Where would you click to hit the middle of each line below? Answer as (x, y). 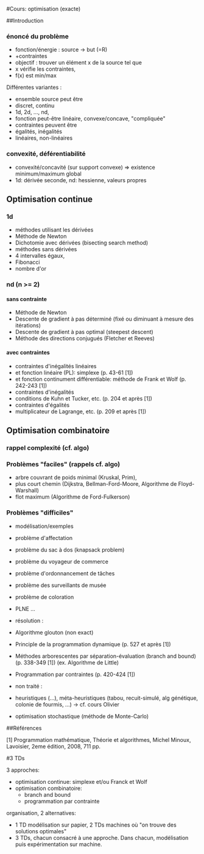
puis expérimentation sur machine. (58, 844)
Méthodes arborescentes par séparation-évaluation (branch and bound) (106, 656)
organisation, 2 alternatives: (41, 813)
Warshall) (27, 491)
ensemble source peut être (49, 99)
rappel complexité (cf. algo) (48, 447)
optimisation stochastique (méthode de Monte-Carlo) (82, 716)
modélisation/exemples (44, 526)
